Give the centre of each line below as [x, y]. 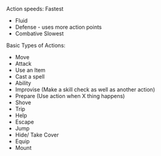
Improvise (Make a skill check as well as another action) [85, 90]
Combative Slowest [39, 34]
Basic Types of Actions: [36, 45]
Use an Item [30, 70]
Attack [23, 64]
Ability [23, 83]
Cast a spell [30, 76]
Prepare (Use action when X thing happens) [70, 96]
